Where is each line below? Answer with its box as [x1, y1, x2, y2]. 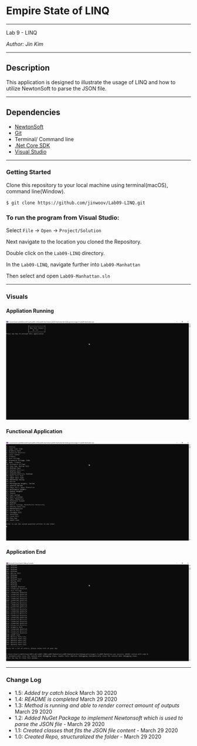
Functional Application [6, 428, 63, 435]
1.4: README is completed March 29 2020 [14, 695, 117, 702]
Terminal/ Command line [14, 135, 74, 142]
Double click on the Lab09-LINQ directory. [6, 250, 106, 257]
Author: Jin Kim [6, 40, 44, 48]
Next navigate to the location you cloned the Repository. [6, 238, 142, 245]
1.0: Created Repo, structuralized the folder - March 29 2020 [14, 733, 162, 740]
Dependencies [6, 108, 60, 118]
